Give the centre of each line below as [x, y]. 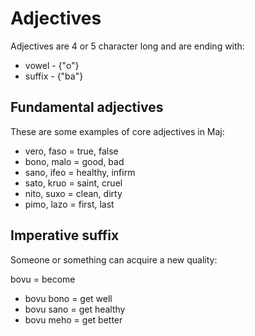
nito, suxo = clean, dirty [73, 193]
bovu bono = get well [68, 298]
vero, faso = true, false [71, 151]
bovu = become [43, 279]
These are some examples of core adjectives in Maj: [117, 131]
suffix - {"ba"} [54, 76]
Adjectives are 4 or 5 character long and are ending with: [127, 46]
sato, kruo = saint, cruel [73, 183]
